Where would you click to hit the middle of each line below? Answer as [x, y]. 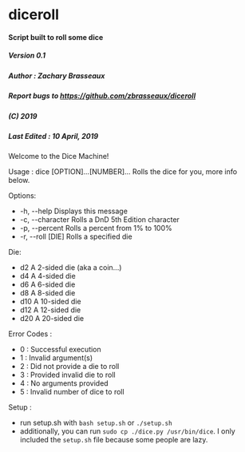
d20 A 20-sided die [52, 319]
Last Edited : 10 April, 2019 [53, 136]
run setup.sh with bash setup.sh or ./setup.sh [96, 423]
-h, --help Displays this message [73, 211]
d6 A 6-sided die [47, 284]
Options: [22, 196]
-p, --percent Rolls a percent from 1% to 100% [96, 228]
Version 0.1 [27, 56]
